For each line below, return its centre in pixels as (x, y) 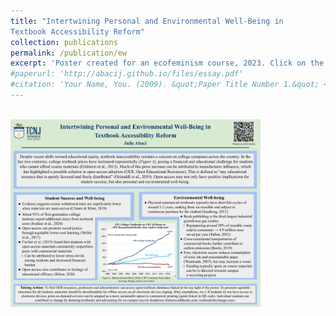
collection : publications (64, 42)
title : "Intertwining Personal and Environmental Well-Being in (147, 21)
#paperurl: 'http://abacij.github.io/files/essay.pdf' (127, 74)
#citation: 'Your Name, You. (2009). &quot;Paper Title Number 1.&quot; (165, 85)
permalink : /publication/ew (69, 53)
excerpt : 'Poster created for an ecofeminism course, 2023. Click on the (167, 63)
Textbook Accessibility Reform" (77, 31)
